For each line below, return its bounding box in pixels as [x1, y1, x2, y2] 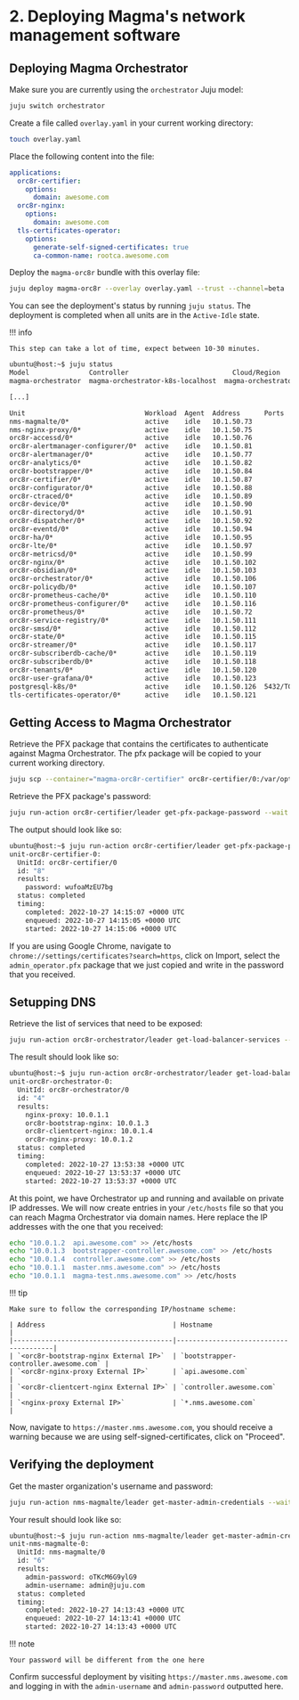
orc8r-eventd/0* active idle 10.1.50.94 [9, 525, 253, 534]
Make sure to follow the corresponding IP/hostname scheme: [9, 1304, 238, 1313]
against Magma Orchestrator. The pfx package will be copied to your [9, 748, 262, 759]
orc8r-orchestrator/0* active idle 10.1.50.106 [9, 575, 256, 584]
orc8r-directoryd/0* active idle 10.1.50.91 [9, 508, 253, 518]
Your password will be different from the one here [9, 1655, 205, 1665]
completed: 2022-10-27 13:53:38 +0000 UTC [25, 1160, 185, 1169]
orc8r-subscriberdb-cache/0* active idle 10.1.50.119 [9, 649, 256, 658]
